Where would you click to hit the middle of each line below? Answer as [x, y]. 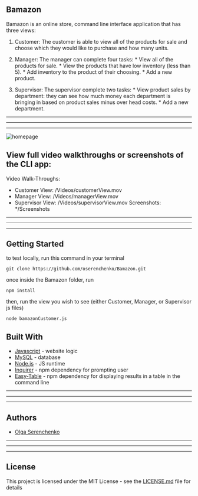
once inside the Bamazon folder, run [50, 280]
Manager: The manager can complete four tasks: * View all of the [94, 59]
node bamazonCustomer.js [37, 319]
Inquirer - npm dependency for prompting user [71, 370]
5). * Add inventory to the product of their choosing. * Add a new [93, 72]
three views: [21, 30]
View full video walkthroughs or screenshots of [95, 155]
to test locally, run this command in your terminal [65, 258]
